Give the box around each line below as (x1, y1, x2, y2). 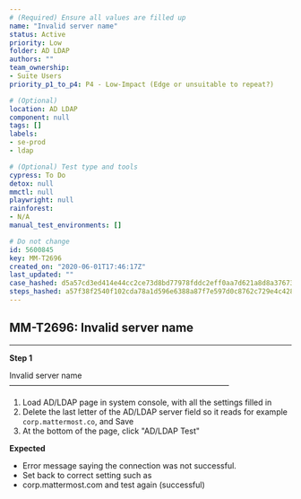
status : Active (9, 30, 66, 39)
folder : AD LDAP (9, 47, 70, 56)
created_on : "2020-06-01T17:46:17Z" (9, 262, 146, 271)
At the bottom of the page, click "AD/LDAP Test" (21, 425, 200, 436)
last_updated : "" (9, 270, 74, 279)
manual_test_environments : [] (9, 221, 123, 230)
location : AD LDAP (9, 104, 78, 113)
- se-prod (9, 138, 47, 147)
